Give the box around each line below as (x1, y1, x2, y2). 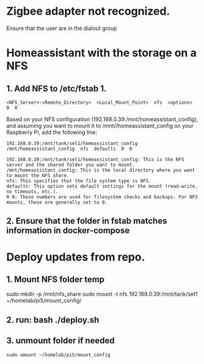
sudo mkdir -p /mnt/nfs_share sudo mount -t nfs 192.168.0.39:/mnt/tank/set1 (6, 291, 199, 298)
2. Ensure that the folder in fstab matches (6, 216, 167, 226)
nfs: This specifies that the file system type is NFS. (6, 177, 151, 184)
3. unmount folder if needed (6, 335, 115, 346)
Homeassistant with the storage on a (6, 46, 197, 60)
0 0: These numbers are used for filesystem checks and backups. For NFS (6, 194, 199, 200)
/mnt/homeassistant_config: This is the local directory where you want (6, 167, 195, 173)
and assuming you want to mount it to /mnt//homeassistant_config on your (6, 122, 194, 129)
